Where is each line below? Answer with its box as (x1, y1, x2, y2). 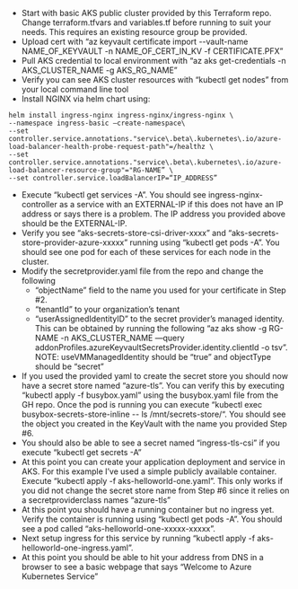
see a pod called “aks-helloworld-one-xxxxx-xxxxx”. (21, 523, 216, 533)
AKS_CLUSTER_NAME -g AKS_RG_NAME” (21, 65, 179, 75)
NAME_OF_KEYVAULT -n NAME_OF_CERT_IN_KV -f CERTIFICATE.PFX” (21, 46, 284, 57)
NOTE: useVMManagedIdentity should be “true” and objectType (34, 352, 271, 362)
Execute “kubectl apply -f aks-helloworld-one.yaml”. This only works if (21, 476, 284, 486)
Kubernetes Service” (21, 571, 99, 582)
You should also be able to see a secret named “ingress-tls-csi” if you (21, 437, 280, 448)
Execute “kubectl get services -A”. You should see (21, 189, 207, 200)
